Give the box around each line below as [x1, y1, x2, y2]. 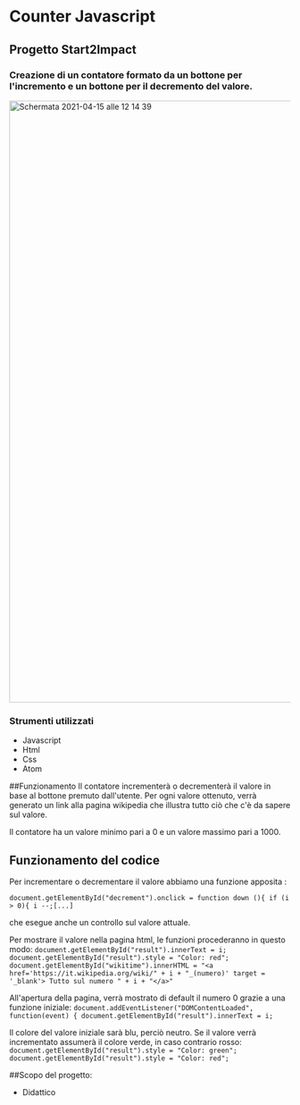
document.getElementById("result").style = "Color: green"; [9, 1046, 238, 1055]
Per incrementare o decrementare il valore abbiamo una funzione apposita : [9, 876, 287, 887]
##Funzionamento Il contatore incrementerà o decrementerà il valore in [9, 780, 271, 792]
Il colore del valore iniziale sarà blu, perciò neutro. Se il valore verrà [9, 1026, 257, 1038]
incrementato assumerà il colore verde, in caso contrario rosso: [9, 1036, 243, 1047]
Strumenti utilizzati [9, 714, 94, 727]
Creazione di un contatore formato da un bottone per [9, 69, 243, 81]
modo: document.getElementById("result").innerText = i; [9, 943, 228, 954]
